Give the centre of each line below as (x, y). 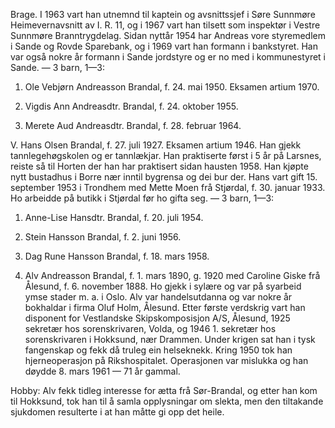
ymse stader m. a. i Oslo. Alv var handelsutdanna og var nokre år (158, 297)
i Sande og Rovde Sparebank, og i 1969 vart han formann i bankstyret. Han (164, 46)
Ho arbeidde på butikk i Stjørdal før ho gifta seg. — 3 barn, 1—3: (142, 198)
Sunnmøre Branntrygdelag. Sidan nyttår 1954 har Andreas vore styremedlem (168, 35)
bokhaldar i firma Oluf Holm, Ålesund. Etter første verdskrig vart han (165, 307)
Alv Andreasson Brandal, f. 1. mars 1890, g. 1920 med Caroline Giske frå (172, 275)
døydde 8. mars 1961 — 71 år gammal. (102, 371)
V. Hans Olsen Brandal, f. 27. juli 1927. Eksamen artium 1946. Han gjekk (156, 145)
